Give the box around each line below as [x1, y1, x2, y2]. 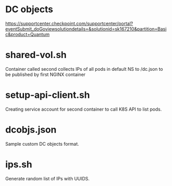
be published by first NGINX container [5, 71, 86, 77]
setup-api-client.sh [5, 89, 90, 101]
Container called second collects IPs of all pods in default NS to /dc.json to [5, 66, 163, 72]
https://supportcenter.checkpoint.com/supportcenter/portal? [5, 20, 133, 26]
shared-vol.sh [5, 49, 67, 61]
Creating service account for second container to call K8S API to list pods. [5, 106, 162, 112]
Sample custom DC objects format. [5, 141, 79, 147]
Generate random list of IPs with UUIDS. [5, 175, 90, 181]
